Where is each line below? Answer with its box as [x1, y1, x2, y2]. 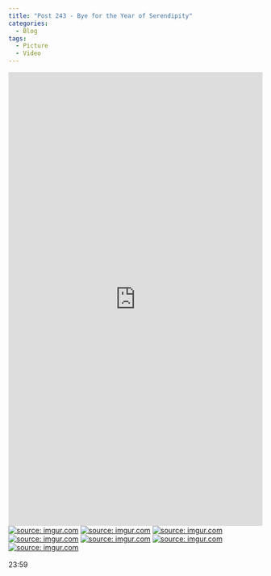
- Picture [15, 42, 48, 50]
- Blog [15, 27, 38, 35]
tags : [8, 34, 27, 43]
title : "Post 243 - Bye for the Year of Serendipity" [8, 11, 194, 20]
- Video [15, 49, 42, 57]
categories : [8, 19, 48, 27]
